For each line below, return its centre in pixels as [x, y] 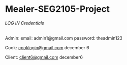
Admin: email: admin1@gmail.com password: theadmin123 [64, 38]
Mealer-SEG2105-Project [57, 9]
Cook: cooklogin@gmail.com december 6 [47, 48]
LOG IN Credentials [25, 23]
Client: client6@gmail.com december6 [44, 57]
